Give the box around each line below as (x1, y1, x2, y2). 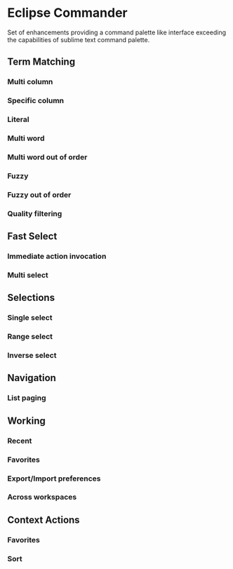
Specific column (7, 96, 65, 106)
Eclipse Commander (7, 5, 128, 21)
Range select (7, 332, 53, 342)
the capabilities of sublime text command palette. (7, 35, 150, 43)
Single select (7, 313, 53, 323)
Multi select (7, 270, 49, 280)
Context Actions (7, 514, 80, 526)
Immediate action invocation (7, 251, 107, 261)
